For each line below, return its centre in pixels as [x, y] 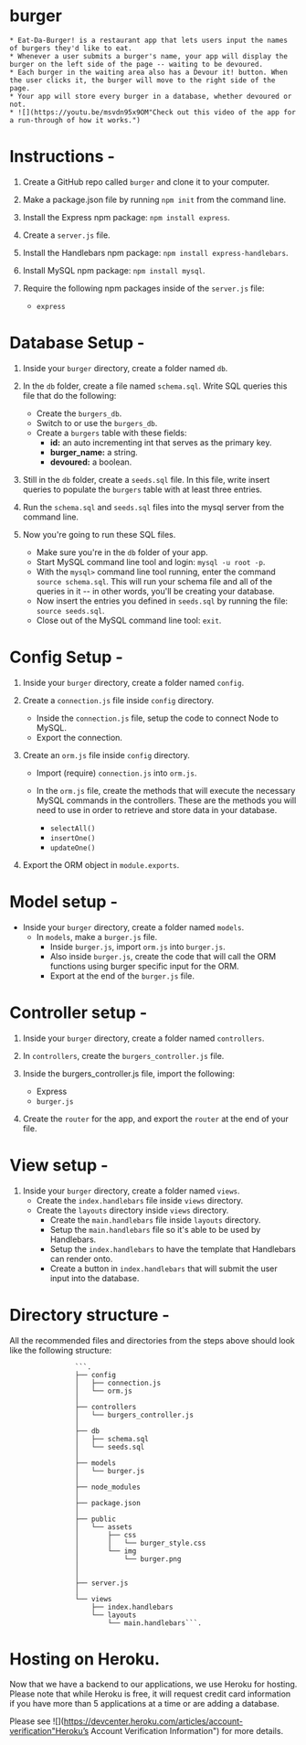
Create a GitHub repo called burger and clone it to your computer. [146, 182]
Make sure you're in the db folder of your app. [122, 552]
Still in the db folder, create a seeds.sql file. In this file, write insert [146, 479]
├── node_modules [108, 1487]
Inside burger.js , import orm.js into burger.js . [137, 947]
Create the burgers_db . [79, 413]
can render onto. [81, 1258]
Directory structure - [90, 1315]
